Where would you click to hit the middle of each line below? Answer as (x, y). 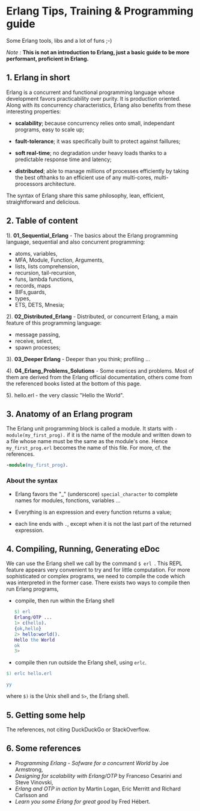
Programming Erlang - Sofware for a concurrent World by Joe (92, 763)
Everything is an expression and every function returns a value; (93, 512)
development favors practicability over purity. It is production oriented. (94, 98)
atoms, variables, (36, 253)
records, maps (33, 285)
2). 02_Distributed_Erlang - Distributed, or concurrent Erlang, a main (92, 316)
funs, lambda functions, (44, 279)
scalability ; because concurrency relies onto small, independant (95, 123)
